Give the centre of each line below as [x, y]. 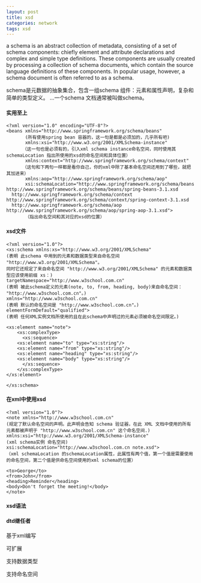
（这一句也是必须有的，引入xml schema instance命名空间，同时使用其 [99, 149]
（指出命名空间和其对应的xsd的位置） [65, 217]
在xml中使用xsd [26, 399]
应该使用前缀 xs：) [31, 275]
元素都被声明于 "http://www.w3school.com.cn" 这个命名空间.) [78, 430]
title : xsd [20, 17]
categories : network [32, 23]
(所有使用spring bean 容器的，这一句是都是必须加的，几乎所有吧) [97, 137]
